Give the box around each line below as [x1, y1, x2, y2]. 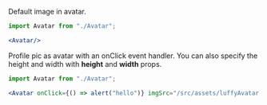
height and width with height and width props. [8, 59, 162, 68]
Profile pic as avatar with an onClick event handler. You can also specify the [8, 51, 258, 60]
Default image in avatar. [8, 7, 86, 16]
